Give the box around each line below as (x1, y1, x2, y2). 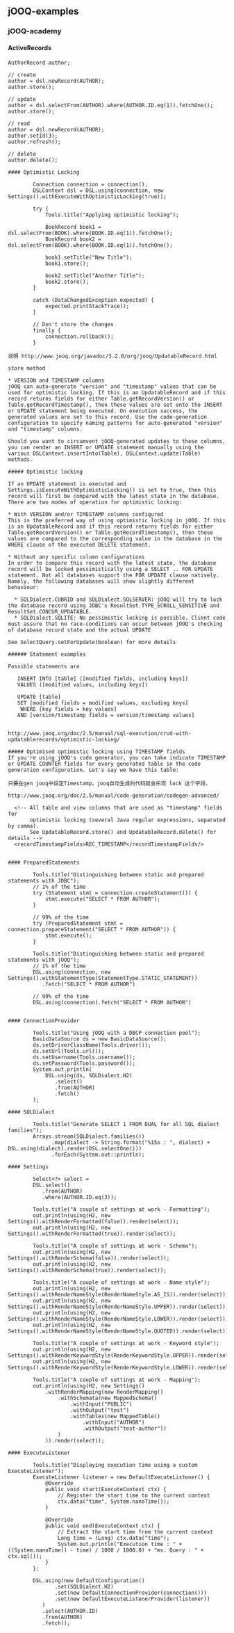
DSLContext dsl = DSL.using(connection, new (33, 187, 164, 194)
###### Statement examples (8, 650, 86, 658)
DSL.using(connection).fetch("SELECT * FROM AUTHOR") (33, 999, 192, 1006)
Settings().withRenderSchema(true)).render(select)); (8, 1266, 167, 1273)
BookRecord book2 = (44, 236, 101, 243)
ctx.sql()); (8, 1552, 42, 1560)
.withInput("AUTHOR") (82, 1419, 145, 1426)
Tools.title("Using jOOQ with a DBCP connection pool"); (33, 1029, 201, 1036)
